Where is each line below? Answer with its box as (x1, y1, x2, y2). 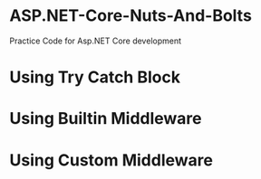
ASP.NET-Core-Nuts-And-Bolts (9, 5, 252, 26)
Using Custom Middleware (9, 150, 213, 170)
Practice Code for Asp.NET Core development (9, 35, 182, 46)
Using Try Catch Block (9, 67, 181, 88)
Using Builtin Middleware (9, 108, 202, 129)
